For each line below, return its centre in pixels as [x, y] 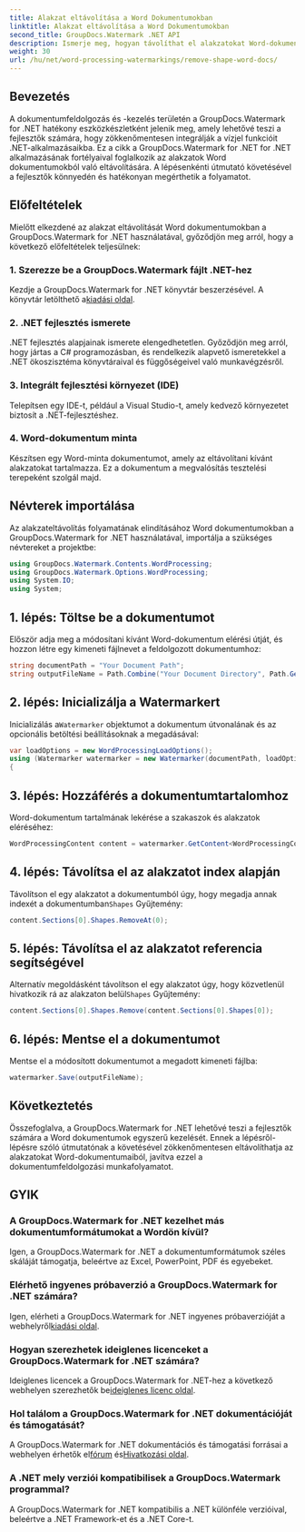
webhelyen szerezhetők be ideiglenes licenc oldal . [103, 1389]
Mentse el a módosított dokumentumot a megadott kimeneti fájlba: [134, 1061]
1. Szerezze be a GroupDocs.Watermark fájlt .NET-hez [131, 270]
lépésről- [259, 1137]
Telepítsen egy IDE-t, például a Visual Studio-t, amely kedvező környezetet [149, 405]
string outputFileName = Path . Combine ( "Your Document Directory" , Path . [150, 674]
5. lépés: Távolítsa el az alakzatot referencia [136, 949]
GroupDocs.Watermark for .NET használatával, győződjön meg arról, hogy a [152, 236]
